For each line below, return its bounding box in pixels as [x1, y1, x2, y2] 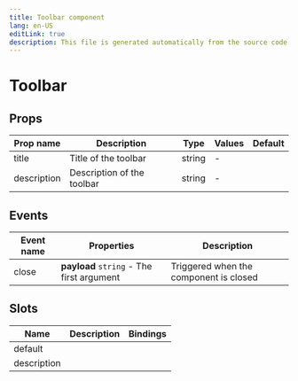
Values [214, 137, 245, 150]
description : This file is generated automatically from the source [9, 37, 268, 47]
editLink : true [9, 29, 66, 38]
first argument [60, 271, 121, 284]
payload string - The [60, 260, 153, 273]
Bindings [128, 327, 167, 339]
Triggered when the [170, 260, 253, 273]
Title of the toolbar [69, 152, 146, 165]
